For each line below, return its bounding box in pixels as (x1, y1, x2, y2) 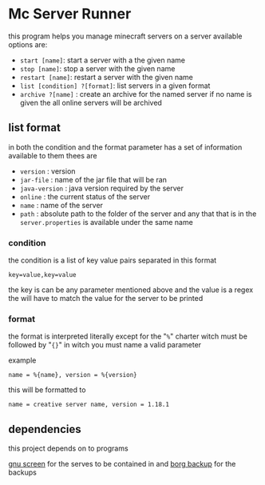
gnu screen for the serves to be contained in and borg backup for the (8, 459, 236, 469)
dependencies (8, 422, 81, 436)
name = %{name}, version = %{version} (8, 371, 137, 379)
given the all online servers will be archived (19, 98, 162, 107)
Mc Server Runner (8, 5, 132, 23)
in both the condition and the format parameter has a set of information (8, 142, 243, 152)
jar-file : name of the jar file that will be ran (19, 174, 168, 184)
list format (8, 121, 61, 134)
